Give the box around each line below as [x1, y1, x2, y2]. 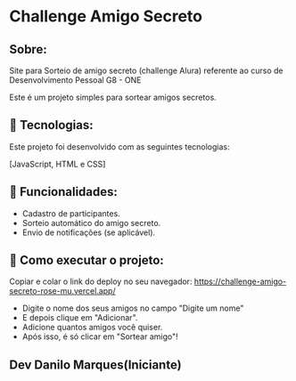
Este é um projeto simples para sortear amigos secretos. [9, 92, 217, 102]
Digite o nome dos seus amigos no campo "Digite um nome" [21, 303, 244, 313]
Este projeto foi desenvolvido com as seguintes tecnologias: [9, 141, 230, 152]
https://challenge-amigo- [193, 276, 287, 287]
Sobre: [9, 42, 47, 57]
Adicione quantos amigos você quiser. [21, 322, 163, 333]
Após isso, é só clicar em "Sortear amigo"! [21, 331, 178, 342]
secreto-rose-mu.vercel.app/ [9, 286, 116, 296]
